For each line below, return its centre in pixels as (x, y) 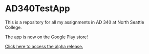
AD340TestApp (38, 9)
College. (13, 27)
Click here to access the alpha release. (44, 46)
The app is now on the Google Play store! (47, 37)
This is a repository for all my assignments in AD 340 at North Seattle (75, 22)
